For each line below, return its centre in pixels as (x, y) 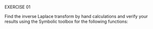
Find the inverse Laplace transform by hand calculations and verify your (76, 16)
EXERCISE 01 (18, 7)
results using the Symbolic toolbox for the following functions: (66, 22)
